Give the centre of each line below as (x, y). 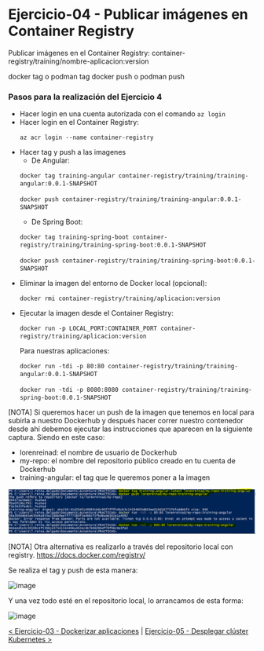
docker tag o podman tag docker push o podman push (96, 76)
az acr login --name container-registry (86, 138)
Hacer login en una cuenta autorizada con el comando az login (123, 114)
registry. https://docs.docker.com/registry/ (77, 554)
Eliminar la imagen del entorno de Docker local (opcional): (113, 283)
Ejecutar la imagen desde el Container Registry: (97, 313)
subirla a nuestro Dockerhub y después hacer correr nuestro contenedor (126, 421)
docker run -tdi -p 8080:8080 (69, 390)
